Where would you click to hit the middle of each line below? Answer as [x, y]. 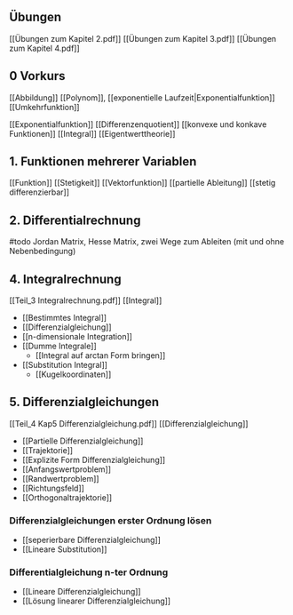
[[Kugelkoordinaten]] [73, 374]
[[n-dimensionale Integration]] [77, 337]
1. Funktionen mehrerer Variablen [103, 162]
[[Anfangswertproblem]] [67, 469]
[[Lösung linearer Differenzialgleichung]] [96, 601]
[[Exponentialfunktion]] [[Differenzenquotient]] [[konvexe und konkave [138, 124]
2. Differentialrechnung [75, 220]
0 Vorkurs [37, 76]
